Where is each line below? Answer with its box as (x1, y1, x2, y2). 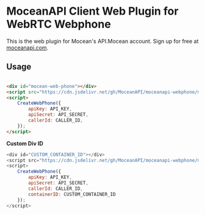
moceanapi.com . (6, 44, 49, 51)
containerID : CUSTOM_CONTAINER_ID (28, 191, 116, 197)
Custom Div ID (6, 139, 44, 147)
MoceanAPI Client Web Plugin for (6, 4, 179, 18)
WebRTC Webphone (6, 17, 111, 31)
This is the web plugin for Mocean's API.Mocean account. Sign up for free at (6, 37, 199, 45)
